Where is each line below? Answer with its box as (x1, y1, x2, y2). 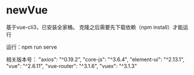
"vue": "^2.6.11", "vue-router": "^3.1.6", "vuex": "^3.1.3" (6, 62, 137, 69)
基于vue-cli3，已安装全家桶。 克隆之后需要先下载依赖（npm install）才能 (6, 23, 183, 30)
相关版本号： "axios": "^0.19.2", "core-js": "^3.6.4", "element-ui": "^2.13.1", (6, 56, 185, 63)
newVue (6, 4, 48, 17)
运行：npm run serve (6, 43, 57, 50)
